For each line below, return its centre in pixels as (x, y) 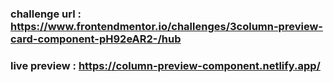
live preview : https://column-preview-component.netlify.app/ (165, 65)
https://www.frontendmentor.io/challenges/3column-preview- (166, 26)
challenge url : (46, 14)
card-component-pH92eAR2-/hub (96, 39)
